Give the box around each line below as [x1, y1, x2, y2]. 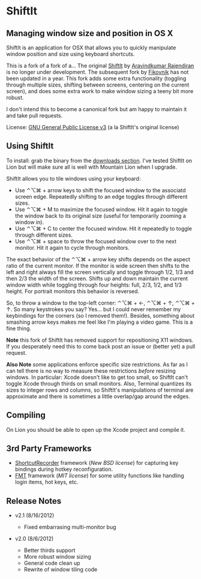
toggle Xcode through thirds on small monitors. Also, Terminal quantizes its [6, 380, 192, 387]
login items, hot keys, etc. [14, 479, 79, 486]
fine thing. [6, 324, 32, 332]
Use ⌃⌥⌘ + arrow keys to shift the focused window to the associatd [14, 186, 186, 193]
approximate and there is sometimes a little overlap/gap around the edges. [6, 392, 190, 400]
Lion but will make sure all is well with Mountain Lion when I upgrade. [6, 163, 178, 171]
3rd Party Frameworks [6, 443, 92, 454]
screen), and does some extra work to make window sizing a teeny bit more [6, 88, 194, 94]
